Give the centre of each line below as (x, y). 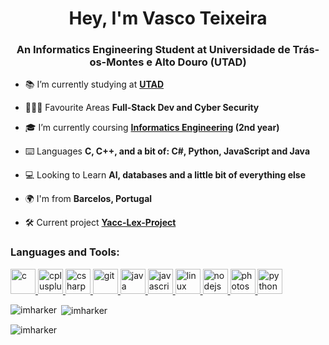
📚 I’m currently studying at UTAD (94, 84)
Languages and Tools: (65, 252)
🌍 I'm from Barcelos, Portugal (88, 199)
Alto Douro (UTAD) (200, 62)
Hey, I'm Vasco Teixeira (168, 18)
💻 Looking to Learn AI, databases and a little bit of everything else (165, 175)
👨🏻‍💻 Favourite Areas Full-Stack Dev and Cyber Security (142, 108)
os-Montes (117, 62)
